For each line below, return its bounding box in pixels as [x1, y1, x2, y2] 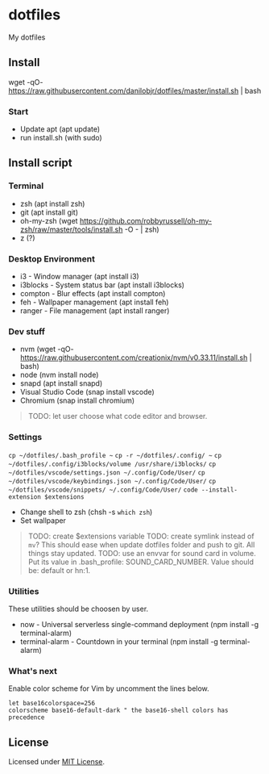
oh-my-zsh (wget [19, 215, 78, 225]
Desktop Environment [8, 253, 95, 264]
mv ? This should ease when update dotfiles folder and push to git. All [27, 539, 255, 550]
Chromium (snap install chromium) [19, 395, 135, 405]
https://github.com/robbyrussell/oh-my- [79, 215, 212, 225]
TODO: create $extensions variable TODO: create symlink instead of [27, 531, 255, 541]
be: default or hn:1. [27, 565, 91, 575]
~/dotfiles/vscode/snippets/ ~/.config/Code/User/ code [8, 486, 199, 494]
